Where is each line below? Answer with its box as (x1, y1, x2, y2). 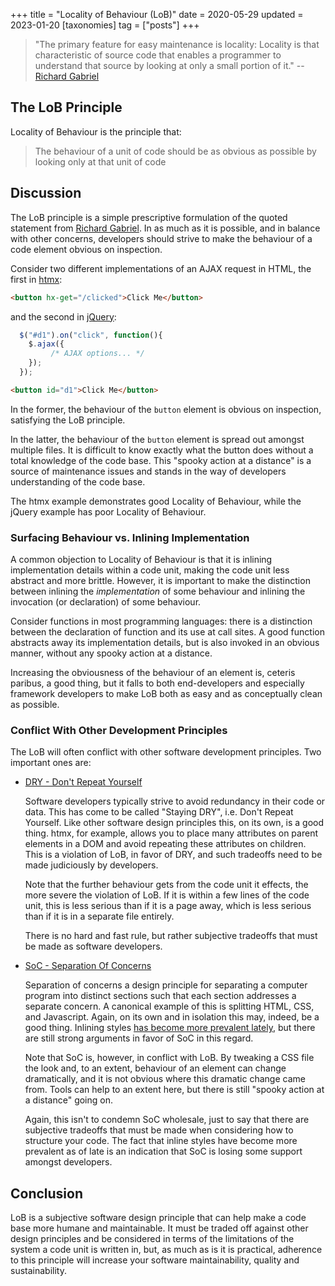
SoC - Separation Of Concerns (24, 960, 152, 972)
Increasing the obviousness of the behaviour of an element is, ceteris (10, 667, 296, 679)
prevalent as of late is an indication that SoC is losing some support (24, 1145, 303, 1158)
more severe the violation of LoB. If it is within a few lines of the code (24, 889, 310, 901)
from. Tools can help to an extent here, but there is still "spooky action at (24, 1084, 325, 1096)
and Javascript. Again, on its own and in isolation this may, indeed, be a (24, 1011, 320, 1023)
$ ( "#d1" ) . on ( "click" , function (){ (19, 330, 163, 340)
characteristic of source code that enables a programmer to (34, 49, 282, 61)
